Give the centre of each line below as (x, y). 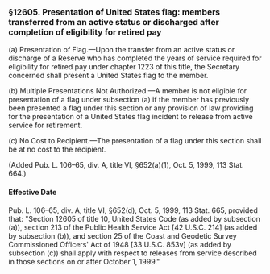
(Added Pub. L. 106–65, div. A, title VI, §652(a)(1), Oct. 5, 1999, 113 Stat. (126, 165)
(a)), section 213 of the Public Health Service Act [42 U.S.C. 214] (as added (133, 227)
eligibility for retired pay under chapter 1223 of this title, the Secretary (124, 67)
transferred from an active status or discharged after (114, 22)
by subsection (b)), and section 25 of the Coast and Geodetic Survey (123, 235)
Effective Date (33, 192)
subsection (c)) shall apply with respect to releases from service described (133, 253)
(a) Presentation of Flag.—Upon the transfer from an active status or (122, 50)
